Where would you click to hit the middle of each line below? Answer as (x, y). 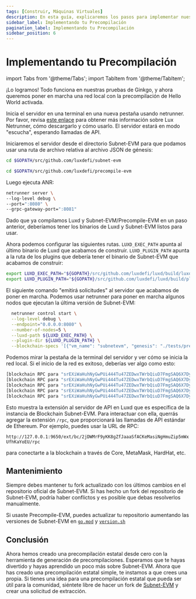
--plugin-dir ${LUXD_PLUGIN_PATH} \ (56, 341)
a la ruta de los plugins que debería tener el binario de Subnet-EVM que (92, 257)
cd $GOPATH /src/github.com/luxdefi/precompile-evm (69, 171)
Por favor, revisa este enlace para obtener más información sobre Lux (90, 120)
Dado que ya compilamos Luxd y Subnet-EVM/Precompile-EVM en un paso (97, 221)
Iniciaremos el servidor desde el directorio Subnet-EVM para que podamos (96, 143)
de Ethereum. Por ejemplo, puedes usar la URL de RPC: (72, 426)
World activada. (25, 102)
